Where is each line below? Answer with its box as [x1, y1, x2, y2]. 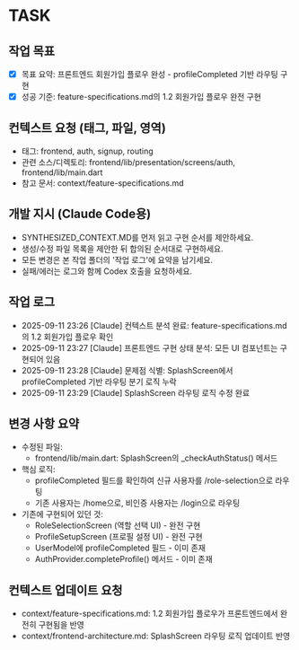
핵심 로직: [21, 464, 56, 475]
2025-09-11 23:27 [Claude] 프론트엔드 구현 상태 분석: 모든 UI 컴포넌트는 [21, 342, 278, 353]
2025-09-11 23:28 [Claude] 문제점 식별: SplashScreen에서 [21, 365, 233, 375]
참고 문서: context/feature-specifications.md [21, 177, 185, 189]
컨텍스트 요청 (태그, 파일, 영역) [8, 120, 167, 136]
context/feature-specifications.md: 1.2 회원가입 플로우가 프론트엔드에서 [21, 608, 278, 619]
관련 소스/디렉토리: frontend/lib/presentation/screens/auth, [21, 156, 235, 167]
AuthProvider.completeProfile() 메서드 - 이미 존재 [34, 554, 213, 565]
